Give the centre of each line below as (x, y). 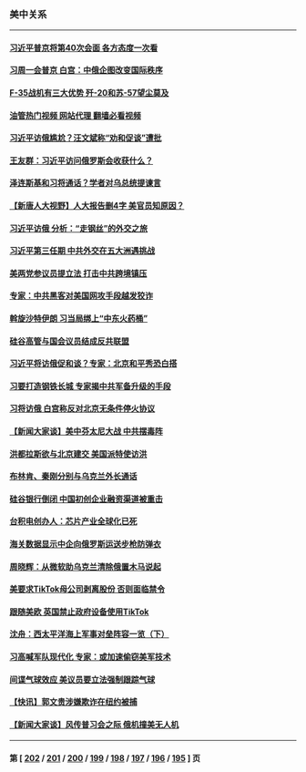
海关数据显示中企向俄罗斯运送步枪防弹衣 (85, 543)
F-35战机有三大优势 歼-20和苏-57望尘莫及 (89, 93)
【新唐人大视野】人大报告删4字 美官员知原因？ (97, 206)
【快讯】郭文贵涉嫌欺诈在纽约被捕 (73, 702)
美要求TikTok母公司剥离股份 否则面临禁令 (87, 589)
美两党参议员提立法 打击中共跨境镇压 (78, 273)
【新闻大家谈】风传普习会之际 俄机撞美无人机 (94, 724)
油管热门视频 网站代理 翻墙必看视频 (75, 115)
